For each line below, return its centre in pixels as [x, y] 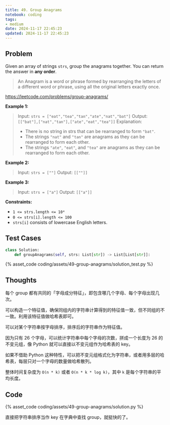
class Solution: [22, 250]
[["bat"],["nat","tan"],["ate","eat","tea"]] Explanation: [80, 121]
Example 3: [17, 182]
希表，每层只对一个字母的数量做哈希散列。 [50, 361]
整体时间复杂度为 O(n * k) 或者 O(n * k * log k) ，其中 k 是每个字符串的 [81, 372]
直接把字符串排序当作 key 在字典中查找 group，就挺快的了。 [68, 417]
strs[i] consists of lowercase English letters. [60, 222]
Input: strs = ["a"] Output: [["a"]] [55, 192]
